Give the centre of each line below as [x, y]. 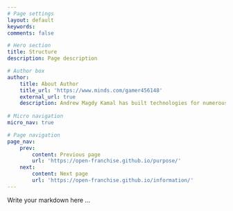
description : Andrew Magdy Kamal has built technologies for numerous [124, 103]
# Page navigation [34, 135]
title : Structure [32, 52]
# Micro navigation [35, 116]
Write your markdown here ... [49, 200]
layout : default [31, 20]
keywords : [21, 26]
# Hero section [29, 46]
